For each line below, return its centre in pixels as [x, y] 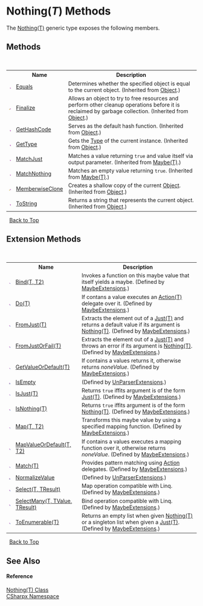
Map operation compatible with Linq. [127, 486]
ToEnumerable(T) [37, 522]
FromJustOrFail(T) [38, 346]
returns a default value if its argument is [130, 324]
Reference [20, 576]
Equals [24, 87]
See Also [23, 561]
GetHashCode [34, 129]
